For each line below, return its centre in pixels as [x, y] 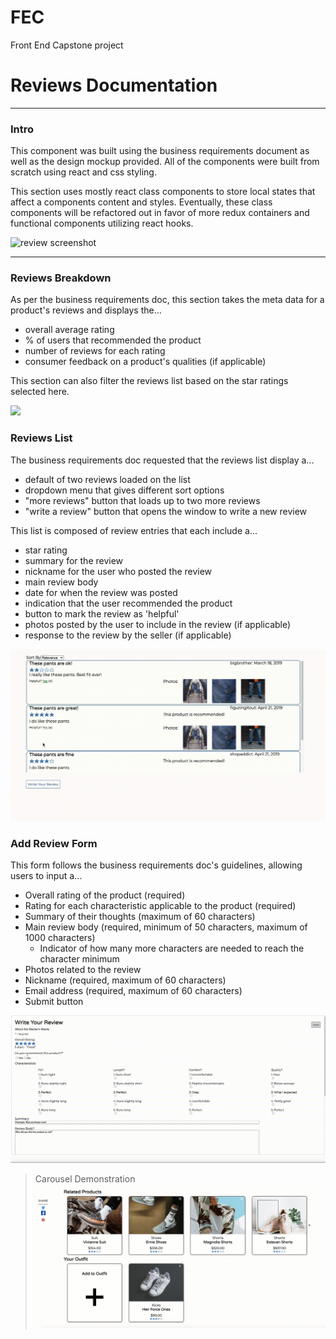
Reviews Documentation [114, 85]
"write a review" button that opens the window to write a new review [166, 511]
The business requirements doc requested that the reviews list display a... [162, 460]
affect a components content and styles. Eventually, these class [141, 202]
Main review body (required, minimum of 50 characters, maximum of [166, 927]
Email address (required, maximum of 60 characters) [133, 991]
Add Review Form [54, 843]
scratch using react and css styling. [83, 172]
